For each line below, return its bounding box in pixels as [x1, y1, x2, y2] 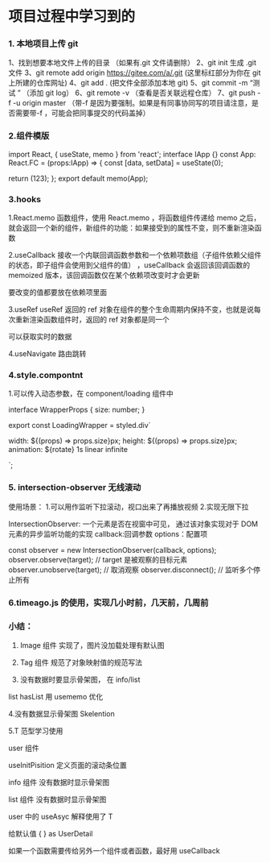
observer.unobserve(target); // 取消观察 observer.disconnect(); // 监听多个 [8, 565, 254, 575]
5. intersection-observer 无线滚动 [8, 482, 141, 493]
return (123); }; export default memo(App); [8, 173, 149, 183]
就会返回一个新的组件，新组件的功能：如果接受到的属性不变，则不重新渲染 [8, 223, 255, 233]
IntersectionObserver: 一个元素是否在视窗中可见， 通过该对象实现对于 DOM [8, 519, 259, 529]
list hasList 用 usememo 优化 [8, 691, 104, 701]
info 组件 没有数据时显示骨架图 [8, 777, 110, 786]
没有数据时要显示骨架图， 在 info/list [19, 674, 141, 684]
